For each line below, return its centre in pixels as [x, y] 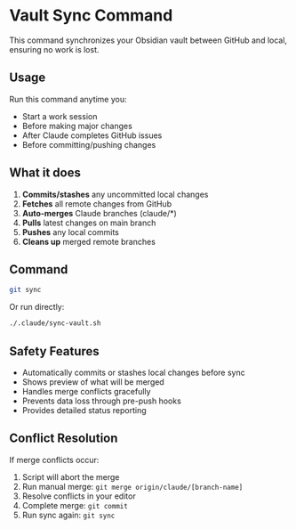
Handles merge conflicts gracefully [86, 391]
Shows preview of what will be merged [93, 382]
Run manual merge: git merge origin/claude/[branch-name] [132, 486]
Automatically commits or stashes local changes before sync [134, 372]
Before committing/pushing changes [89, 144]
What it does [45, 173]
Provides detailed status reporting [84, 410]
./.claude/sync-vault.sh [55, 323]
